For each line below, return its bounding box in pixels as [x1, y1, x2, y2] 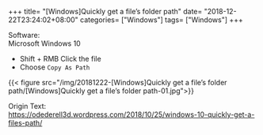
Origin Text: [8, 102, 47, 111]
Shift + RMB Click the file [19, 54, 101, 63]
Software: [8, 31, 40, 39]
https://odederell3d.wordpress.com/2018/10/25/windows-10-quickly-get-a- [8, 110, 255, 119]
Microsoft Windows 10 [8, 39, 81, 48]
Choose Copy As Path [19, 62, 90, 72]
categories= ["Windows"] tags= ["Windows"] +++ [80, 15, 244, 24]
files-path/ [8, 118, 43, 127]
